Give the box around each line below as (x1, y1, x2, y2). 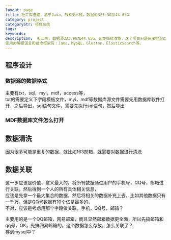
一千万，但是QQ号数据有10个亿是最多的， (5, 199, 93, 205)
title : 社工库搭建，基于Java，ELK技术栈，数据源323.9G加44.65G (5, 12, 129, 17)
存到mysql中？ (5, 228, 36, 235)
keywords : (5, 31, 26, 36)
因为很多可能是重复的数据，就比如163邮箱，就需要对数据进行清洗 (5, 149, 142, 155)
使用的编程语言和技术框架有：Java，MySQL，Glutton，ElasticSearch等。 (5, 41, 144, 46)
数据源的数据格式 (5, 78, 47, 85)
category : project (5, 17, 44, 22)
